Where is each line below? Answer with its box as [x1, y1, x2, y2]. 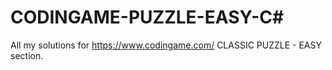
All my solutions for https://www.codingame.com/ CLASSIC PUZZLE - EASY [10, 39, 322, 51]
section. [10, 49, 44, 61]
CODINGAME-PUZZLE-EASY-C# [10, 6, 285, 29]
